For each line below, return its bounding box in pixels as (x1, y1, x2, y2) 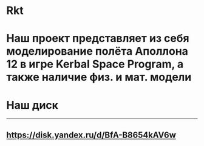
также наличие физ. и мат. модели (6, 71, 192, 84)
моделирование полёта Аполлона (6, 44, 188, 58)
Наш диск (6, 98, 59, 112)
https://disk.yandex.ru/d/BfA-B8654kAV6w (6, 130, 176, 140)
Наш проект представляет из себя (6, 32, 189, 46)
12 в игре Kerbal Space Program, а (6, 57, 184, 71)
